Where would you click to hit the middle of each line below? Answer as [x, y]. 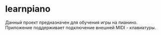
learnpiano [28, 9]
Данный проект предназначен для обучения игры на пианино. [71, 22]
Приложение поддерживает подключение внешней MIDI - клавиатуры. [80, 27]
